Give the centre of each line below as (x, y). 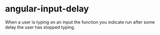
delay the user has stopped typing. (40, 27)
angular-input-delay (47, 9)
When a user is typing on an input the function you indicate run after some (80, 22)
